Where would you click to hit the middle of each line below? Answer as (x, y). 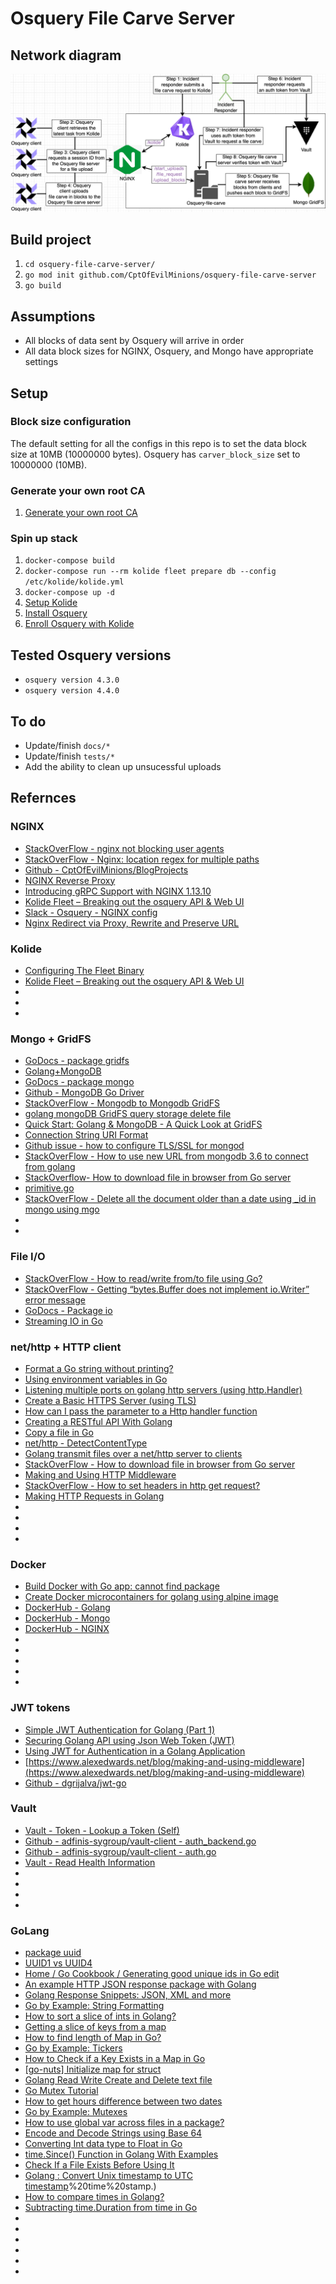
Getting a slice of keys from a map (95, 2027)
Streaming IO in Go (63, 1321)
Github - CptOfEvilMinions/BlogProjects (106, 869)
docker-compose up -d (69, 593)
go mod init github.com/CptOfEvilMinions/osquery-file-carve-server (170, 275)
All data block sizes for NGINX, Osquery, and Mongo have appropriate (169, 351)
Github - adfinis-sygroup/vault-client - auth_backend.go (140, 1841)
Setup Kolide (51, 603)
